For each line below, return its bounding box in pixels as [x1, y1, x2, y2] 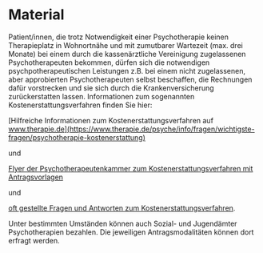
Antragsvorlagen [8, 172, 64, 182]
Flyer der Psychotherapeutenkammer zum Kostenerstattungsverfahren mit [8, 163, 253, 173]
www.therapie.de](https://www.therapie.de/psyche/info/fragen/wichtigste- [8, 124, 255, 134]
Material [8, 6, 65, 24]
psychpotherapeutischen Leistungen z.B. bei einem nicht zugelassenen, [8, 66, 246, 75]
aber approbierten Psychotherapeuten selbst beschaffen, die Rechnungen [8, 74, 253, 84]
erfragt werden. [8, 235, 60, 245]
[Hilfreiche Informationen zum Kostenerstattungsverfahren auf [8, 115, 214, 125]
